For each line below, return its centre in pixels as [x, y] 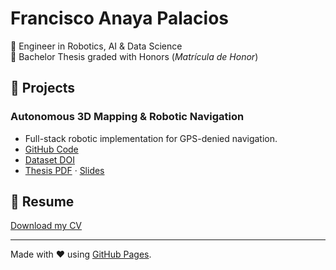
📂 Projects [43, 88]
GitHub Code [51, 149]
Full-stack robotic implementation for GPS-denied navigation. [151, 138]
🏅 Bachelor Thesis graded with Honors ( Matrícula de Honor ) [134, 56]
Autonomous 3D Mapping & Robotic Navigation [127, 117]
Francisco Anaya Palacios [120, 18]
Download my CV [46, 226]
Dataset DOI [49, 159]
